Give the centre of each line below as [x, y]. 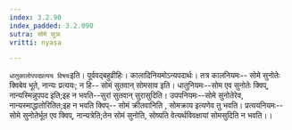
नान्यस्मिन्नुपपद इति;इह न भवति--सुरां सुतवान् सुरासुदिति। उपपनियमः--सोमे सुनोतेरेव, [126, 95]
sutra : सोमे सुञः [35, 34]
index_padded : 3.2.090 [51, 26]
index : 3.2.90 [36, 17]
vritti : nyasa [36, 42]
